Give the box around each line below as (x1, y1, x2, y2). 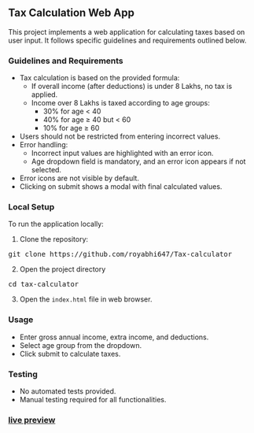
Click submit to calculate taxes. (19, 349, 121, 358)
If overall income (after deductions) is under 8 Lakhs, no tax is (31, 82, 233, 91)
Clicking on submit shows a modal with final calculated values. (19, 182, 223, 191)
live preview (8, 414, 56, 425)
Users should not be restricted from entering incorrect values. (19, 131, 221, 141)
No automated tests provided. (19, 387, 116, 396)
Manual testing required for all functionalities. (19, 395, 167, 404)
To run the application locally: (8, 220, 104, 229)
